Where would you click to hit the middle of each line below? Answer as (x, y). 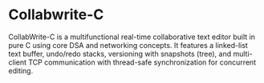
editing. (21, 70)
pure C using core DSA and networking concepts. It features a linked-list (128, 45)
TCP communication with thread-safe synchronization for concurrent (142, 62)
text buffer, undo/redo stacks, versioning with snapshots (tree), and (120, 53)
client (17, 62)
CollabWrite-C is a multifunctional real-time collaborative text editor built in (132, 37)
